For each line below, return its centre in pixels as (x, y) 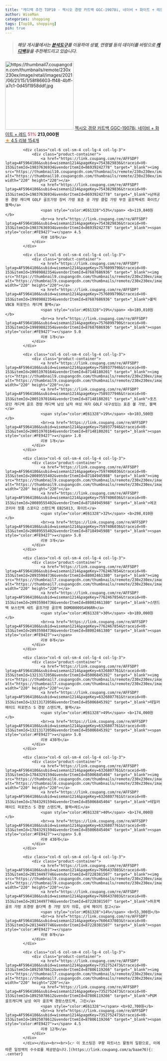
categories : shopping (28, 19)
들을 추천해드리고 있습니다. (51, 51)
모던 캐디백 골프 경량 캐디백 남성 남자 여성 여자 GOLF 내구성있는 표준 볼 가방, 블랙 (81, 404)
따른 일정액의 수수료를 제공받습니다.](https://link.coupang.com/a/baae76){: (79, 1050)
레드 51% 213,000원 (39, 134)
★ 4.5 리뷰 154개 (22, 140)
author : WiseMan (22, 14)
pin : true (15, 28)
